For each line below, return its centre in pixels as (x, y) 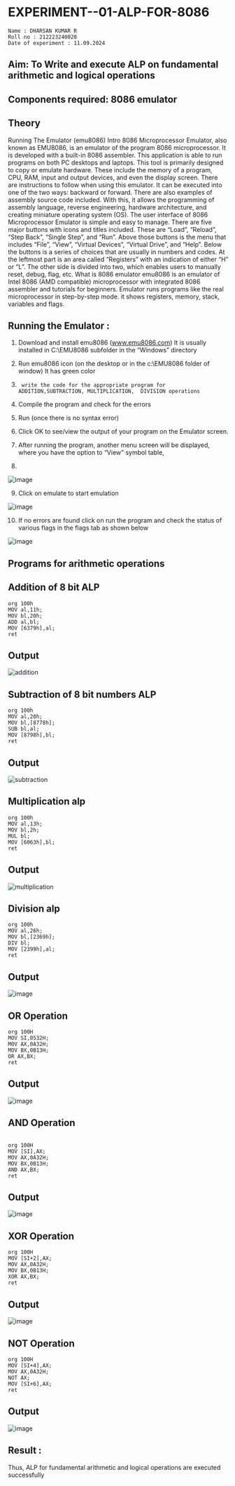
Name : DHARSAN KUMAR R (43, 31)
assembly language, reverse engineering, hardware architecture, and (107, 207)
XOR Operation (41, 1236)
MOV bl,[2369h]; (31, 937)
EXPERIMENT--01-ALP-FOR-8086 (109, 12)
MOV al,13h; (25, 824)
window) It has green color (57, 371)
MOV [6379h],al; (31, 628)
